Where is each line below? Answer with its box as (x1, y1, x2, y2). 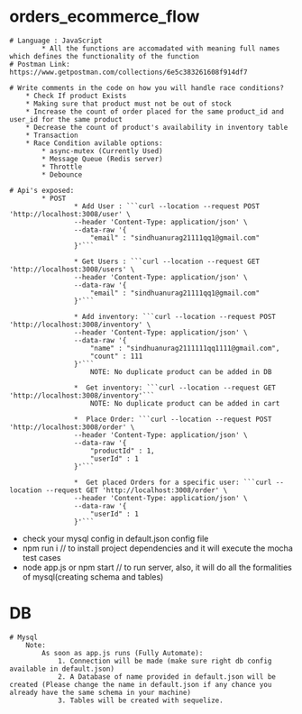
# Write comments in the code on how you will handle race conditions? (9, 83, 284, 92)
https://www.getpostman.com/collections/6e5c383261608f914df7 (9, 68, 248, 77)
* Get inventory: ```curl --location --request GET (73, 383, 277, 392)
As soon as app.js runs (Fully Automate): (41, 648, 204, 657)
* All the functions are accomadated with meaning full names (41, 43, 280, 53)
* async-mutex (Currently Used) (41, 146, 164, 155)
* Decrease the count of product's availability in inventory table (25, 123, 288, 132)
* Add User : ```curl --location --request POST (73, 201, 260, 211)
